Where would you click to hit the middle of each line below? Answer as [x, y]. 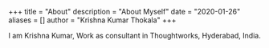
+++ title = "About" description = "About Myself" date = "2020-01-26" [124, 12]
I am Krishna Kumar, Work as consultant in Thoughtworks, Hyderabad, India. [134, 36]
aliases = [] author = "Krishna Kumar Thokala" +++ [92, 20]
